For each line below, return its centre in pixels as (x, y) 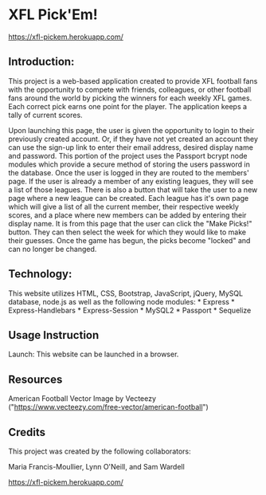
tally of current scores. (45, 115)
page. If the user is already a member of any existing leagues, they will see (131, 181)
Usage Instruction (54, 335)
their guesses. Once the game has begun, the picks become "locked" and (129, 240)
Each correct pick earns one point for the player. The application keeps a (128, 106)
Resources (35, 379)
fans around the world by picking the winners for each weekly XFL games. (130, 98)
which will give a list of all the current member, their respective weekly (123, 206)
